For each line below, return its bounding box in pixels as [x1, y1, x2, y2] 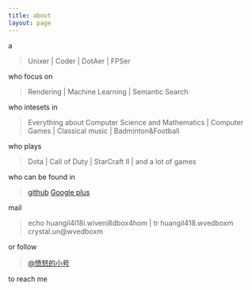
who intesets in [8, 102, 58, 112]
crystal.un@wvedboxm [27, 227, 103, 236]
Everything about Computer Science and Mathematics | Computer [27, 117, 244, 127]
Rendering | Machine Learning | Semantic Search [27, 86, 189, 96]
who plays [8, 141, 42, 151]
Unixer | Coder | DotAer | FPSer [27, 56, 131, 66]
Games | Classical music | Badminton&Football [27, 126, 180, 135]
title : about [8, 11, 52, 20]
